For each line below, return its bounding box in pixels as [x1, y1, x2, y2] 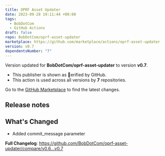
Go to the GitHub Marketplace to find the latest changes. [5, 86, 120, 92]
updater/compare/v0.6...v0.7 [5, 145, 63, 151]
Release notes [5, 101, 50, 109]
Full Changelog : [5, 140, 38, 146]
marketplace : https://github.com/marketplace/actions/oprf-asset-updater [5, 39, 161, 44]
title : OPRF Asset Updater [5, 7, 61, 12]
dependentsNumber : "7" [5, 48, 52, 53]
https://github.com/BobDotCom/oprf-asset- [39, 140, 128, 146]
